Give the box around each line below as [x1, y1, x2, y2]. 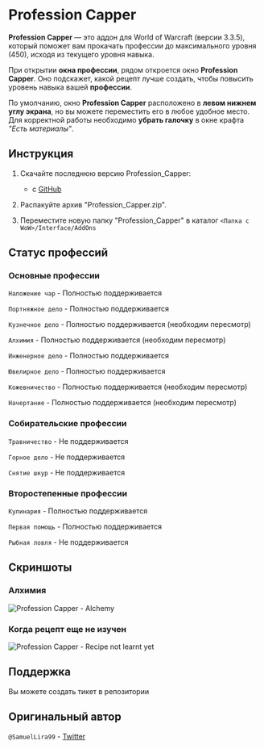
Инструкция [8, 147, 74, 161]
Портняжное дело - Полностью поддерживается [8, 304, 170, 314]
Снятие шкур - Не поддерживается [8, 467, 126, 477]
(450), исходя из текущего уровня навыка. [8, 49, 155, 59]
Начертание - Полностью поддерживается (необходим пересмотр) [8, 398, 237, 408]
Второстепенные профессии [8, 487, 127, 499]
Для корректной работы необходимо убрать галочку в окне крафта [8, 115, 244, 124]
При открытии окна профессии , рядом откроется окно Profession [8, 65, 238, 74]
